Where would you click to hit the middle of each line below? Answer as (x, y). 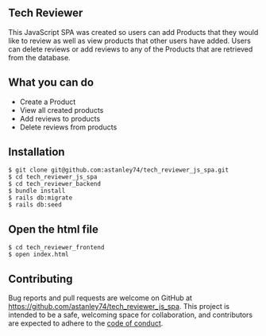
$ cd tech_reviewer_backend (55, 184)
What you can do (51, 83)
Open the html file (54, 229)
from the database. (39, 57)
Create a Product (48, 102)
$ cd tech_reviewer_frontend (56, 248)
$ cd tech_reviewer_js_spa (53, 177)
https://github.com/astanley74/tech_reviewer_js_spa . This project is (119, 307)
